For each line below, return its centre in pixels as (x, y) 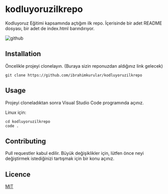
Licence (18, 174)
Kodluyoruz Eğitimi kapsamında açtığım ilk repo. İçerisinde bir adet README (83, 23)
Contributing (26, 141)
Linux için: (16, 112)
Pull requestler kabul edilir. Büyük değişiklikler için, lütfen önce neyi (74, 153)
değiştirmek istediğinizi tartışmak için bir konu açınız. (60, 158)
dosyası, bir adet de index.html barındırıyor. (50, 28)
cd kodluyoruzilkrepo (28, 121)
